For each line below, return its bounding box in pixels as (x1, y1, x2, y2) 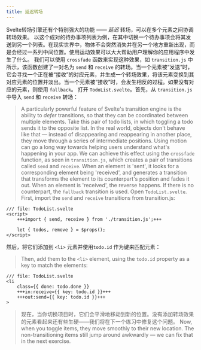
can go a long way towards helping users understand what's (20, 143, 170, 150)
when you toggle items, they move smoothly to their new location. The (20, 324, 194, 332)
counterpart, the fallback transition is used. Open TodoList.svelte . (20, 188, 187, 195)
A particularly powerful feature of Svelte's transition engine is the (20, 105, 182, 112)
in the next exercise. (20, 337, 71, 345)
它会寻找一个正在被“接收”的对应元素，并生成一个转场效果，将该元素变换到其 (6, 71, 194, 78)
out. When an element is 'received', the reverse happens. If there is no (20, 181, 194, 188)
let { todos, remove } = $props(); (17, 227, 106, 233)
